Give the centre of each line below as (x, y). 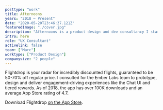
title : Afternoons (24, 14)
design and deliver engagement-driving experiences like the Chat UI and (78, 83)
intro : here (17, 37)
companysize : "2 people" (30, 59)
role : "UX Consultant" (28, 41)
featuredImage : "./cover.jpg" (36, 27)
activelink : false (24, 45)
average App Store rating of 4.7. (37, 93)
